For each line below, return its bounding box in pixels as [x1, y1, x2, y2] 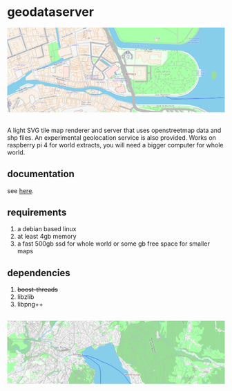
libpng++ [17, 300, 43, 309]
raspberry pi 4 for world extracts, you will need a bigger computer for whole [7, 140, 224, 149]
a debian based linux [17, 225, 77, 233]
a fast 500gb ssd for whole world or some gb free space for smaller [17, 239, 211, 248]
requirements [7, 206, 67, 218]
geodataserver [7, 4, 95, 20]
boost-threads [17, 285, 59, 294]
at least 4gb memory [17, 233, 77, 241]
